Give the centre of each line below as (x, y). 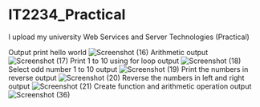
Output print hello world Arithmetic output (108, 52)
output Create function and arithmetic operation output (130, 86)
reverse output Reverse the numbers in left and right (126, 77)
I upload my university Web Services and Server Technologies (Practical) (129, 37)
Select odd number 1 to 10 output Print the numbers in (128, 69)
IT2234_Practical (67, 15)
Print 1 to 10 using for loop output (124, 61)
